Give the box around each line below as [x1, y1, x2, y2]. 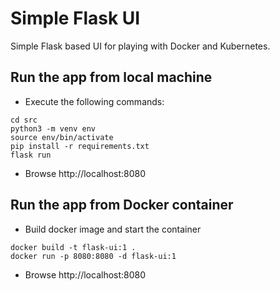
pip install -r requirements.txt [10, 141, 150, 151]
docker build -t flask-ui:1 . [10, 242, 137, 252]
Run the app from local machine [10, 69, 213, 86]
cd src [10, 115, 38, 125]
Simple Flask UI [10, 7, 141, 30]
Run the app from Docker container [10, 197, 234, 214]
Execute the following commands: [24, 95, 165, 107]
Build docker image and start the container [24, 223, 202, 235]
